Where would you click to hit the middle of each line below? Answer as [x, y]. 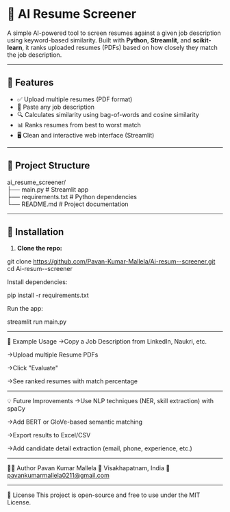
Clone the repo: [40, 248]
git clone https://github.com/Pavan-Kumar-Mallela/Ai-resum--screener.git [111, 261]
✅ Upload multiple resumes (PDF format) [75, 99]
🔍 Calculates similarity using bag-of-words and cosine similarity [108, 114]
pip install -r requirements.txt [48, 295]
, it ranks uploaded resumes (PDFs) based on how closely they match [119, 47]
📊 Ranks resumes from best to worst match [79, 125]
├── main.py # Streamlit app [48, 189]
